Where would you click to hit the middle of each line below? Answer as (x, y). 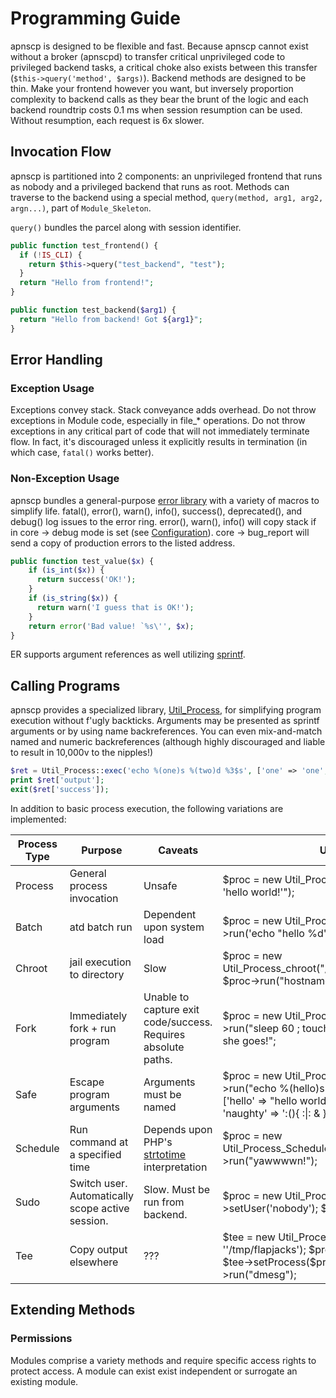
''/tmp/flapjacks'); (264, 1249)
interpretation (175, 1167)
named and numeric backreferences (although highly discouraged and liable (168, 742)
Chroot (31, 968)
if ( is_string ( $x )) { (73, 598)
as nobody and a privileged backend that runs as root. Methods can (150, 186)
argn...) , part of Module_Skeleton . (81, 208)
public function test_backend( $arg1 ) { (93, 310)
